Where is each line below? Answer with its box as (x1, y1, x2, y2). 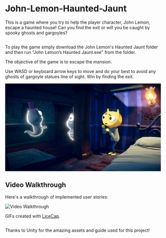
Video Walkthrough (5, 181, 66, 189)
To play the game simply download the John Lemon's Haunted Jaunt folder (5, 44, 158, 50)
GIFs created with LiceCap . (5, 213, 60, 219)
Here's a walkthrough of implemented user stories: (5, 194, 109, 200)
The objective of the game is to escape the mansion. (5, 59, 112, 65)
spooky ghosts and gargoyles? (5, 30, 68, 36)
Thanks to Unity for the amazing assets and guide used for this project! (5, 228, 150, 234)
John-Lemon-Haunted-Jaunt (5, 3, 127, 14)
